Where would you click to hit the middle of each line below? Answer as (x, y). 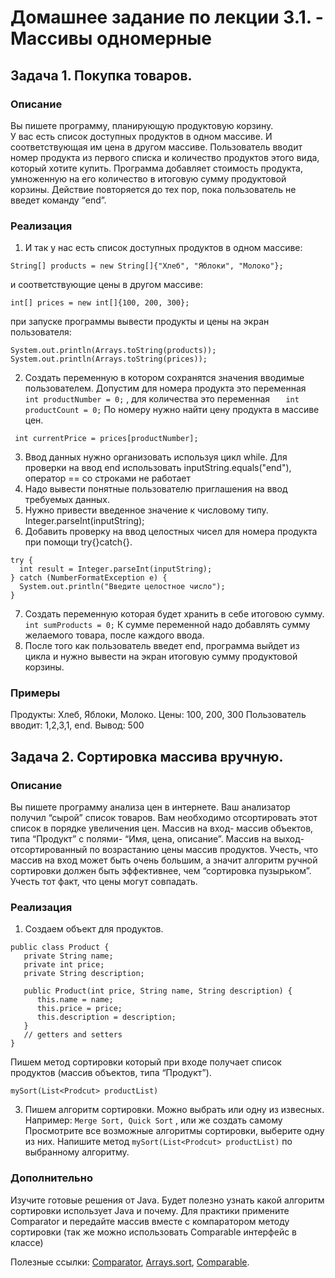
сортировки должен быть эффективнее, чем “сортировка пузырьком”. (161, 871)
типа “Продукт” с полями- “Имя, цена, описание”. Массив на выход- (157, 839)
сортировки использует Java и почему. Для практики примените (150, 1210)
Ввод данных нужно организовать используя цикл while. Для (156, 457)
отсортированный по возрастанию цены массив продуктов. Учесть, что (164, 850)
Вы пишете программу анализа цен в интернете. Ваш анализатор (150, 807)
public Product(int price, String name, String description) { (158, 991)
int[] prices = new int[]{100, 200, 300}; (100, 303)
